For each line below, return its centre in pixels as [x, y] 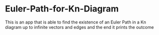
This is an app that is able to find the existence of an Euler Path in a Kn [76, 22]
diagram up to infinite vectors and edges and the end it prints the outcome [79, 27]
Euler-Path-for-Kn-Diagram [62, 9]
